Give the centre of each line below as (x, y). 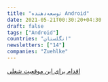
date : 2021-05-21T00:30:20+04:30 (54, 20)
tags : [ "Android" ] (33, 32)
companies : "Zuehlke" (38, 52)
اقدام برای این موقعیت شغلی (44, 71)
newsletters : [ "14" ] (36, 45)
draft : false (25, 26)
